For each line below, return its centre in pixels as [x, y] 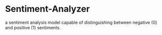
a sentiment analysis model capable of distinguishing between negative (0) [81, 22]
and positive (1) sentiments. [33, 27]
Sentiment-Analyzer [48, 9]
